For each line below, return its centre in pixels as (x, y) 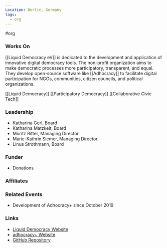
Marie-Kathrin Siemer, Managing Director (55, 139)
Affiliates (17, 181)
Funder (14, 157)
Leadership (19, 112)
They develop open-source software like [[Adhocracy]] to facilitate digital (81, 73)
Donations (23, 168)
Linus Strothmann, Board (38, 144)
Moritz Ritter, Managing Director (46, 133)
